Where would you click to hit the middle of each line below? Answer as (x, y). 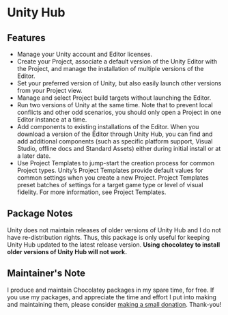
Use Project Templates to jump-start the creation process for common (116, 163)
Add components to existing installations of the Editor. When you (108, 127)
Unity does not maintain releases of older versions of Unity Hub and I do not (114, 230)
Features (26, 38)
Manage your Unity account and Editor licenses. (84, 54)
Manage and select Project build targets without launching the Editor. (114, 98)
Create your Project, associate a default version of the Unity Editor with (117, 61)
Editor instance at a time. (52, 120)
